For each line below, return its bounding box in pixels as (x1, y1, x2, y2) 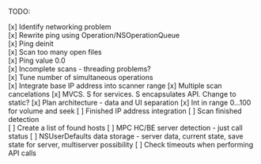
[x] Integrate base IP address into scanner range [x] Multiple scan (8, 81, 223, 90)
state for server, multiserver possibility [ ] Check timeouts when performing (8, 140, 254, 149)
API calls (8, 148, 37, 158)
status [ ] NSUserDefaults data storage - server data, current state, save (8, 132, 244, 141)
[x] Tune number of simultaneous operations (8, 73, 153, 82)
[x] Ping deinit (8, 39, 54, 48)
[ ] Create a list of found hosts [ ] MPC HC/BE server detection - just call (8, 123, 243, 132)
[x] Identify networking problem (8, 22, 112, 31)
